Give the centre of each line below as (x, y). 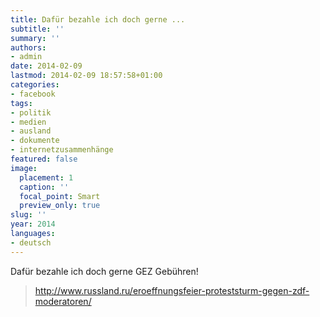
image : (24, 168)
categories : (35, 85)
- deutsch (31, 242)
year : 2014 (33, 224)
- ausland (31, 131)
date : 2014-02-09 (46, 66)
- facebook (33, 94)
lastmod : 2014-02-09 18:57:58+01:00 (86, 76)
